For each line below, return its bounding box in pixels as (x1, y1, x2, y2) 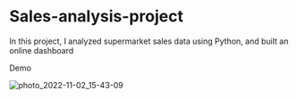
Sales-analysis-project (9, 6, 183, 27)
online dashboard (9, 45, 74, 55)
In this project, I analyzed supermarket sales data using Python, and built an (9, 36, 289, 46)
